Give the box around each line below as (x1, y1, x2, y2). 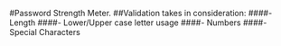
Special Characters (9, 27, 81, 37)
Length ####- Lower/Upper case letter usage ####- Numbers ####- (9, 17, 267, 28)
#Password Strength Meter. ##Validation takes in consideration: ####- (9, 8, 273, 18)
